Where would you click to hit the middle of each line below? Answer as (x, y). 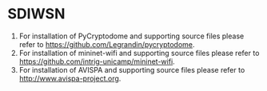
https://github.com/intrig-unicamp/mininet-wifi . (97, 61)
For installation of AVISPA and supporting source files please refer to (132, 69)
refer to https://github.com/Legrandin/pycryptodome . (107, 44)
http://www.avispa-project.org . (70, 78)
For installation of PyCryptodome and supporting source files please (132, 36)
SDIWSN (36, 14)
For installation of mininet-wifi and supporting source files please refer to (139, 53)
